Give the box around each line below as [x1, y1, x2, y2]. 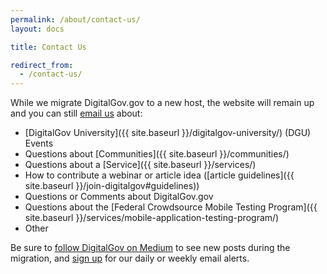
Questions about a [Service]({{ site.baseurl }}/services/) [24, 159, 257, 171]
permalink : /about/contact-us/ [10, 14, 141, 25]
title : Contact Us [10, 42, 87, 52]
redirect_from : [10, 60, 74, 70]
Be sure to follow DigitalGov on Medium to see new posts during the [10, 242, 291, 254]
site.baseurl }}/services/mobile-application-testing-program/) [24, 212, 280, 224]
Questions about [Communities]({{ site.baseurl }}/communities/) [24, 148, 290, 160]
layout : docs [10, 24, 65, 34]
